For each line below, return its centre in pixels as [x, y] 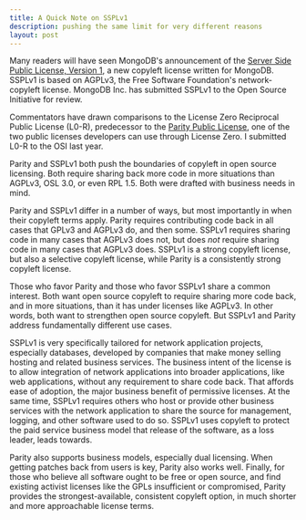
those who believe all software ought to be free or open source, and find [145, 477]
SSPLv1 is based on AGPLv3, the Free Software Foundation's [123, 80]
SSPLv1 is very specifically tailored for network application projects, [137, 343]
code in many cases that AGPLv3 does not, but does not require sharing [144, 240]
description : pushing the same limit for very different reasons [136, 26]
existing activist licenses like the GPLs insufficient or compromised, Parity [148, 487]
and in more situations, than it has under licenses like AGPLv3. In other [142, 306]
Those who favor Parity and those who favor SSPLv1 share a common [140, 286]
